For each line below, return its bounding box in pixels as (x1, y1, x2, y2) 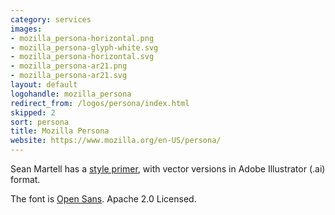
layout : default (10, 80, 78, 90)
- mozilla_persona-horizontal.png (10, 33, 155, 43)
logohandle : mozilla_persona (10, 89, 132, 99)
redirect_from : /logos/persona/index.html (10, 98, 190, 108)
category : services (10, 14, 92, 25)
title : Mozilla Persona (10, 126, 110, 136)
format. (10, 174, 41, 185)
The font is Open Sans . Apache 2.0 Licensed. (10, 193, 197, 205)
